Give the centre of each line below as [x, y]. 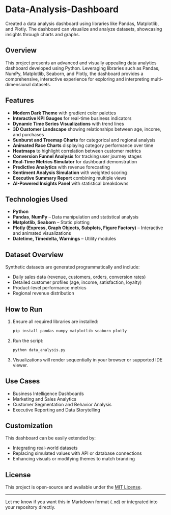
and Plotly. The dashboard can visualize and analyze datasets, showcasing [84, 29]
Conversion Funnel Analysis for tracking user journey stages [77, 156]
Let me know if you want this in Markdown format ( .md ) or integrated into [81, 502]
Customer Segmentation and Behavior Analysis [62, 404]
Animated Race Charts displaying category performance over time [83, 145]
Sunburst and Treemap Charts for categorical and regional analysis [84, 140]
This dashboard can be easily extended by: [50, 438]
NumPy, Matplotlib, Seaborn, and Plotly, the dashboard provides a [74, 73]
